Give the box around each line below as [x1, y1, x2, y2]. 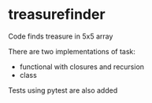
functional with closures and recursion [19, 61, 144, 72]
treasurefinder [8, 6, 106, 24]
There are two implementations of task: [8, 46, 136, 56]
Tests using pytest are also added [8, 85, 118, 95]
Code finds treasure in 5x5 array [8, 31, 113, 41]
